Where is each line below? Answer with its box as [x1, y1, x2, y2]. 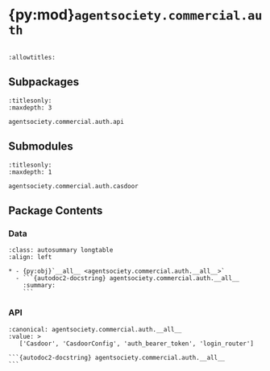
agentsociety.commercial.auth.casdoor [8, 182, 139, 190]
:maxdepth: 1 [8, 167, 52, 176]
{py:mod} [8, 6, 75, 24]
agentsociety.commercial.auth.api [8, 117, 125, 126]
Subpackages [8, 75, 79, 89]
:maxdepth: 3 [8, 103, 52, 112]
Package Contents [8, 204, 103, 217]
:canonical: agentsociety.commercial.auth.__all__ [8, 325, 182, 333]
